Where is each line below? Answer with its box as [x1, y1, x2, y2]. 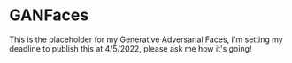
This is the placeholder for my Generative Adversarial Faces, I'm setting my [9, 34, 283, 45]
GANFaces [9, 5, 89, 25]
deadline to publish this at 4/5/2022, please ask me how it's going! [9, 43, 252, 53]
